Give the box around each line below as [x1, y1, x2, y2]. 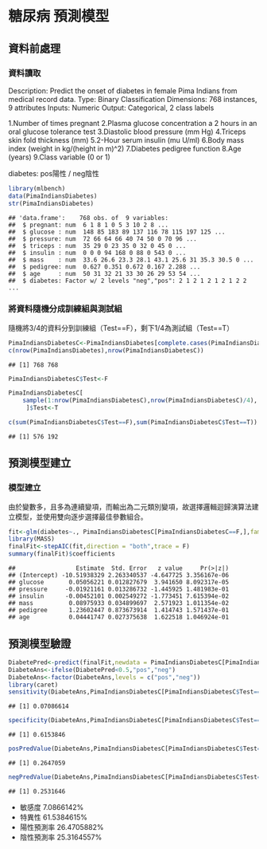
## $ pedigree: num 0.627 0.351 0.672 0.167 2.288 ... [8, 262, 201, 271]
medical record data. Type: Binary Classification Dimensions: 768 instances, [8, 94, 257, 104]
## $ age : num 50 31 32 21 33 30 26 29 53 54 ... [8, 269, 201, 277]
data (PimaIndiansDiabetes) [8, 192, 98, 200]
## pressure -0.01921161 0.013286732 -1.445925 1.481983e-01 [8, 585, 229, 594]
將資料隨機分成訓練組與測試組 [8, 304, 123, 315]
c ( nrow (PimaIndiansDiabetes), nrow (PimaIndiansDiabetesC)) [8, 346, 204, 355]
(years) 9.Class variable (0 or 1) [8, 152, 111, 162]
